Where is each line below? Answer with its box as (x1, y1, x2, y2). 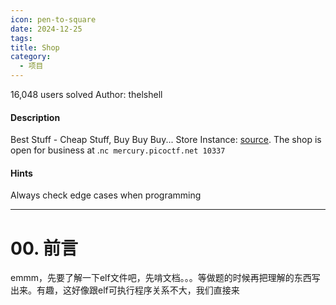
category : (10, 52, 52, 62)
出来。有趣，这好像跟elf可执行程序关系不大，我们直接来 (10, 284, 240, 296)
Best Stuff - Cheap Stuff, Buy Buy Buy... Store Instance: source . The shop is (10, 134, 322, 146)
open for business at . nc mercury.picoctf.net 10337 (10, 144, 226, 156)
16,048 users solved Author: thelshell (10, 89, 163, 100)
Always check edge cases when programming (10, 189, 202, 201)
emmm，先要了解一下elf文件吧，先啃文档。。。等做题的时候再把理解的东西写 (10, 272, 321, 284)
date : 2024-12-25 (10, 24, 83, 34)
